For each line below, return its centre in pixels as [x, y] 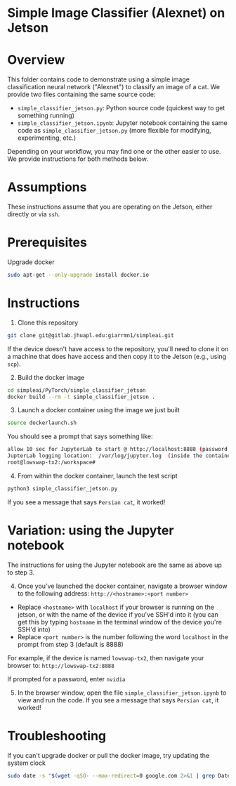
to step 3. [21, 572]
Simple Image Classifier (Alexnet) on [116, 13]
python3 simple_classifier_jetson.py [63, 489]
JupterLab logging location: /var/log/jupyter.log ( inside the [105, 456]
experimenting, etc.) [47, 138]
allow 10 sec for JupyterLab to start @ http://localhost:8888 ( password [118, 450]
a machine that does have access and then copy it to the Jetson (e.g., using [117, 356]
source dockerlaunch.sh [42, 423]
